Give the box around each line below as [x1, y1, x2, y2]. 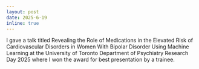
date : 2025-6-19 [6, 15, 47, 21]
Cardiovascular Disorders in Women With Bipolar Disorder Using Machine [6, 43, 189, 50]
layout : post [6, 8, 39, 15]
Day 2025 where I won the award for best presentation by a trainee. [6, 56, 175, 64]
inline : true [6, 20, 39, 26]
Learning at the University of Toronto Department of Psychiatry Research [6, 50, 189, 57]
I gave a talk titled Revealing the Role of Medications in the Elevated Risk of [6, 37, 194, 44]
